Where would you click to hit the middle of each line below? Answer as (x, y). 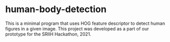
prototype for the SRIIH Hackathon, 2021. (48, 34)
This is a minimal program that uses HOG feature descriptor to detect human (85, 23)
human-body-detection (56, 9)
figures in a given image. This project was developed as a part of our (77, 28)
